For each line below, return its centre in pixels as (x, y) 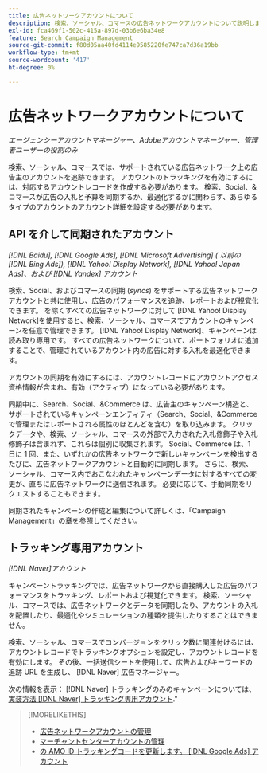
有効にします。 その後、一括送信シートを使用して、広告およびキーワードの (130, 662)
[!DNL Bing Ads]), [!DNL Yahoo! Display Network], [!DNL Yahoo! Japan (124, 264)
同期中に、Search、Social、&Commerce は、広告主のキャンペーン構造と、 (131, 404)
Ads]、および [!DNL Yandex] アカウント (73, 273)
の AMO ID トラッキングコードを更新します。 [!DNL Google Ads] (145, 751)
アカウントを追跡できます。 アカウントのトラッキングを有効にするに (141, 177)
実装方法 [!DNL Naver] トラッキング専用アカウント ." (93, 699)
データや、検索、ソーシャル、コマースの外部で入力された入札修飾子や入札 (136, 434)
